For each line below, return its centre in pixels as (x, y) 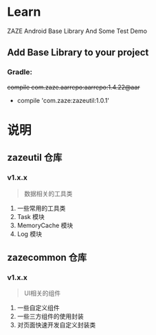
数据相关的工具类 (48, 194)
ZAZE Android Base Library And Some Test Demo (77, 31)
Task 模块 (31, 216)
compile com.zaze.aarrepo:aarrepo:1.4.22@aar (74, 87)
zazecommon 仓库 (47, 257)
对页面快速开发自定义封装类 (56, 325)
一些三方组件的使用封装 (50, 316)
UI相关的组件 (42, 293)
